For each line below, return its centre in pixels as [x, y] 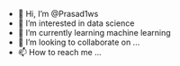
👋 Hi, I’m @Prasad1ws [58, 14]
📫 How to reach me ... [59, 52]
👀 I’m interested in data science [76, 23]
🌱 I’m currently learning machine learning [94, 33]
